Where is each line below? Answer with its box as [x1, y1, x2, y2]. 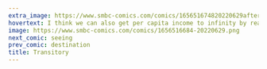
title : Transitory [8, 48, 69, 56]
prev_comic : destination [8, 41, 91, 49]
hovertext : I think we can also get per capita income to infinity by [8, 19, 247, 27]
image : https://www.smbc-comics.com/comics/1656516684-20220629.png [8, 26, 240, 34]
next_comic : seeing [8, 33, 73, 42]
